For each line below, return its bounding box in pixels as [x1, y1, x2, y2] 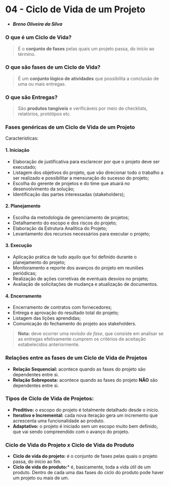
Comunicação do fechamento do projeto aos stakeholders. [12, 321, 137, 327]
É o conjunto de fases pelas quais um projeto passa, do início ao [17, 45, 155, 52]
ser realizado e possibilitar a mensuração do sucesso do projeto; [12, 174, 149, 181]
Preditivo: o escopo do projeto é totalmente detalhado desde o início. [12, 406, 159, 413]
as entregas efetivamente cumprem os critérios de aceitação [17, 336, 147, 342]
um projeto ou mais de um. [12, 475, 69, 481]
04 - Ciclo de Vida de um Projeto [5, 4, 146, 15]
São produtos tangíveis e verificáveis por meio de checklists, [17, 105, 148, 111]
